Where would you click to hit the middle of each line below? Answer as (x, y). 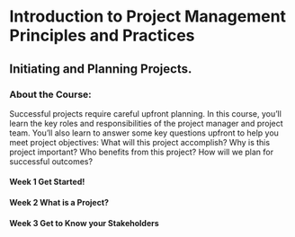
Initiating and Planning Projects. (101, 69)
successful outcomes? (51, 161)
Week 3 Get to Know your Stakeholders (84, 223)
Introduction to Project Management (147, 17)
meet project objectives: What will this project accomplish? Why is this (140, 142)
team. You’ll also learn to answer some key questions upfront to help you (144, 133)
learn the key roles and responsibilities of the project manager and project (146, 123)
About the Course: (50, 94)
